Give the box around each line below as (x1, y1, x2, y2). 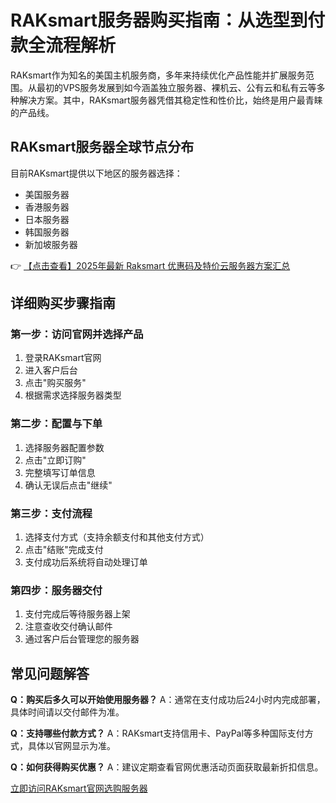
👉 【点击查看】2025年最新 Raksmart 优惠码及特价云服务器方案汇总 (10, 259, 291, 271)
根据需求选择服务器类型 (24, 389, 122, 401)
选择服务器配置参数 (24, 441, 105, 453)
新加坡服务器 (24, 238, 78, 250)
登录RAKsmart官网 (24, 352, 102, 364)
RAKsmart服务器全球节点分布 (10, 139, 195, 156)
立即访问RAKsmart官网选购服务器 (10, 782, 148, 795)
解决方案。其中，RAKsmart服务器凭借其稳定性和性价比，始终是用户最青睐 (18, 94, 323, 106)
